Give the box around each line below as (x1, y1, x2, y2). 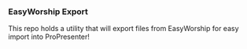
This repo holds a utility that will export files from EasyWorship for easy (8, 24, 239, 33)
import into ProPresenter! (8, 32, 90, 41)
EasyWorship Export (8, 6, 89, 17)
